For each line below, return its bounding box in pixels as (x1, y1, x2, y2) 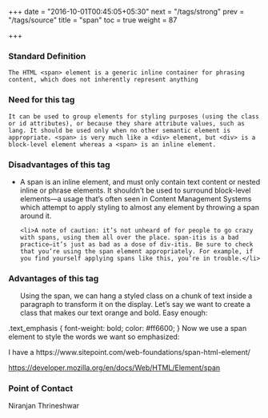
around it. (19, 211, 52, 221)
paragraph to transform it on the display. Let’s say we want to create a (19, 300, 250, 309)
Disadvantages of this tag (8, 159, 110, 170)
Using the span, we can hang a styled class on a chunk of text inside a (19, 291, 253, 301)
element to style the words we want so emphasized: (8, 332, 180, 342)
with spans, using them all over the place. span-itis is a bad (19, 233, 239, 241)
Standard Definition (8, 50, 86, 62)
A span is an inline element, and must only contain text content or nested (19, 177, 261, 186)
